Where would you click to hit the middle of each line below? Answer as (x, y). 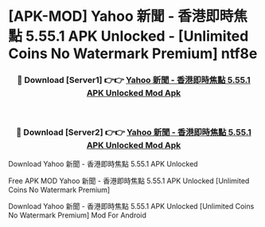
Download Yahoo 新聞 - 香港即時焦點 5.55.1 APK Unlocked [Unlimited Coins (131, 206)
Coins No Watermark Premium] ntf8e (133, 54)
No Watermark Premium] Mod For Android (78, 215)
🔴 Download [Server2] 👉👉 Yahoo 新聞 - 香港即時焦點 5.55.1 (134, 132)
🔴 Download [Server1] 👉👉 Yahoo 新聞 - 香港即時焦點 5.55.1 (134, 80)
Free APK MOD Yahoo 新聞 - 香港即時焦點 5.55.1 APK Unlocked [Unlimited (129, 181)
